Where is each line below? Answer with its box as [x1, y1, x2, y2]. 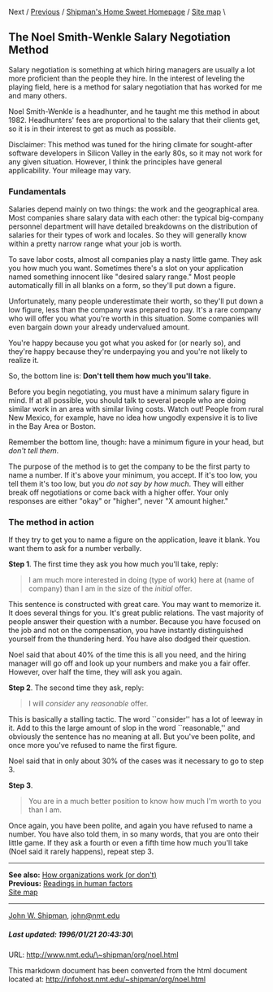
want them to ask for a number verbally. [8, 544, 142, 553]
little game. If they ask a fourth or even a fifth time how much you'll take [8, 838, 249, 848]
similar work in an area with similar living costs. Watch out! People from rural [8, 404, 264, 414]
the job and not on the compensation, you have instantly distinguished [8, 626, 244, 636]
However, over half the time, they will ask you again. [8, 667, 183, 677]
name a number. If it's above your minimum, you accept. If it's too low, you [8, 470, 258, 480]
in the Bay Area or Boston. [8, 422, 96, 431]
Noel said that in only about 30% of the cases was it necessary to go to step [8, 756, 264, 766]
